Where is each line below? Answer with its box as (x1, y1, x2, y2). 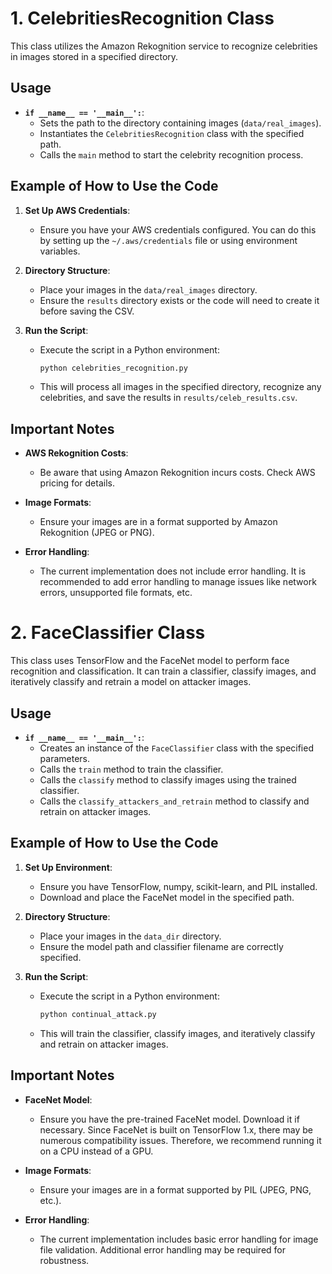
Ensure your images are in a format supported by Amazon (39, 516, 278, 528)
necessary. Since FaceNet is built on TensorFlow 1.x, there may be (39, 1123, 313, 1136)
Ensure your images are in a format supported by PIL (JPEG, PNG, (39, 1183, 312, 1196)
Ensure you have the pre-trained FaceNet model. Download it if (39, 1113, 300, 1125)
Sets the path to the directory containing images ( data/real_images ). (39, 117, 322, 129)
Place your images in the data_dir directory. (39, 930, 222, 942)
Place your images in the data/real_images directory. (39, 283, 258, 296)
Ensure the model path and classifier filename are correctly (39, 940, 284, 952)
